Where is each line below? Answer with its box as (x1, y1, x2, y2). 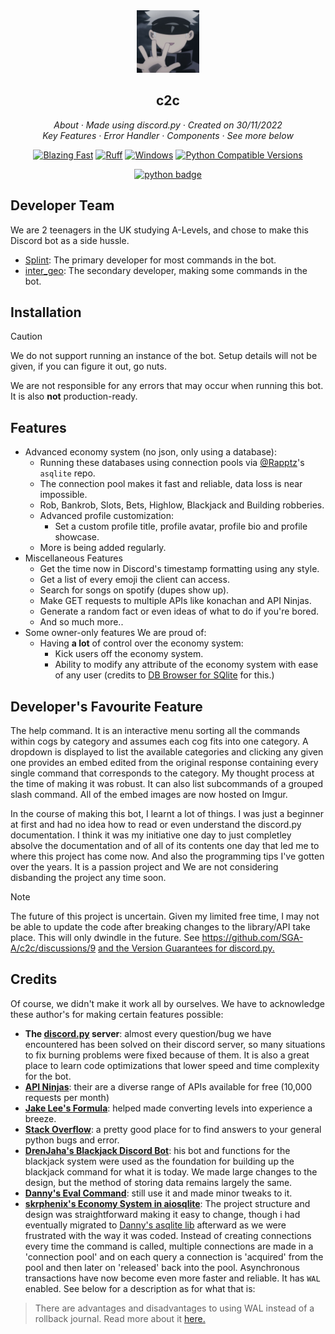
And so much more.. (39, 616, 124, 628)
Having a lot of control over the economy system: (39, 637, 244, 649)
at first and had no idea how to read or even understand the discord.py (10, 819, 302, 831)
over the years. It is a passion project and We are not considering (10, 861, 279, 873)
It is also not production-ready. (10, 390, 138, 403)
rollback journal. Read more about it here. (34, 1312, 206, 1324)
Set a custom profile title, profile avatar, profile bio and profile (54, 520, 308, 533)
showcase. (54, 531, 100, 543)
